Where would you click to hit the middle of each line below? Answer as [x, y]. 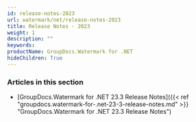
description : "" [30, 39]
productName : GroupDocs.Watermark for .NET [70, 52]
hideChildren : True [35, 58]
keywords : [21, 45]
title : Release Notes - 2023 [49, 26]
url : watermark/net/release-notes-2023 [64, 20]
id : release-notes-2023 [41, 13]
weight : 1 [21, 33]
